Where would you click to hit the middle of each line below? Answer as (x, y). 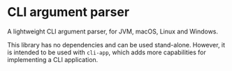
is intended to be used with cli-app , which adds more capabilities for (107, 52)
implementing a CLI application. (53, 59)
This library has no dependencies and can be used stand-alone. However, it (116, 45)
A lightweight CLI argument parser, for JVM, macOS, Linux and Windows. (113, 31)
